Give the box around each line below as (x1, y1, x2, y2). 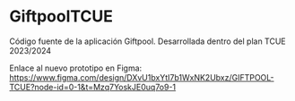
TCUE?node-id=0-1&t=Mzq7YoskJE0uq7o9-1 (9, 81, 177, 92)
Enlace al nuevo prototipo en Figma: (9, 63, 143, 73)
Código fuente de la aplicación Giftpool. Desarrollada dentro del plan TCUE (9, 36, 287, 46)
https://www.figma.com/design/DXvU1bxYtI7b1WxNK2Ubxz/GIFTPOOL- (9, 72, 274, 82)
